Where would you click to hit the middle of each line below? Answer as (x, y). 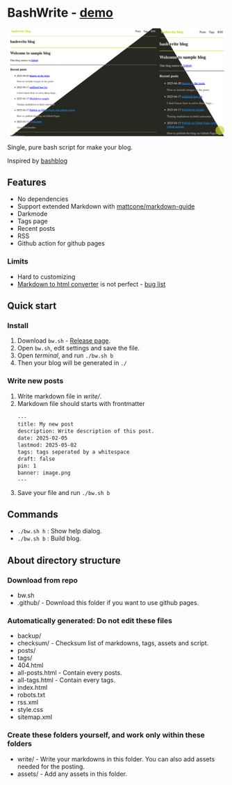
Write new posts (35, 381)
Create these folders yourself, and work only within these (106, 735)
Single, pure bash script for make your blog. (70, 147)
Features (27, 182)
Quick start (32, 306)
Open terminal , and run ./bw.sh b (65, 355)
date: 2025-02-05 (42, 438)
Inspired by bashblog (38, 161)
